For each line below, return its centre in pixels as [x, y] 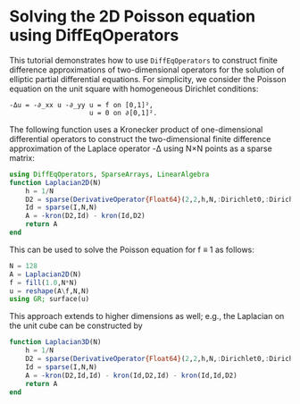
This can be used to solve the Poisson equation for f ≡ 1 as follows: [132, 249]
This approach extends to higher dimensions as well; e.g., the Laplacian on [147, 316]
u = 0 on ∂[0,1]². [123, 113]
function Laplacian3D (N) [55, 342]
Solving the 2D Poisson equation [133, 17]
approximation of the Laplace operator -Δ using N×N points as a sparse [141, 148]
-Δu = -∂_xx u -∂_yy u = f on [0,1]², [81, 105]
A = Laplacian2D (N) [46, 274]
